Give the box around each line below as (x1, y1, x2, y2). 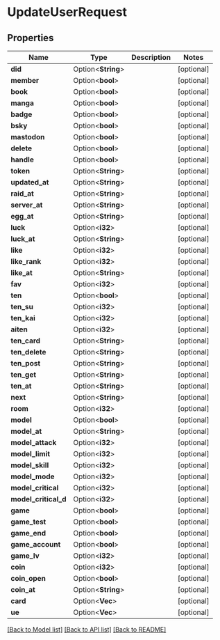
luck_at (10, 234, 35, 244)
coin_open (10, 574, 46, 583)
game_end (10, 529, 46, 538)
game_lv (10, 551, 40, 561)
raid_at (10, 189, 35, 198)
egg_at (10, 212, 34, 221)
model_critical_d (10, 494, 67, 504)
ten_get (10, 370, 37, 380)
